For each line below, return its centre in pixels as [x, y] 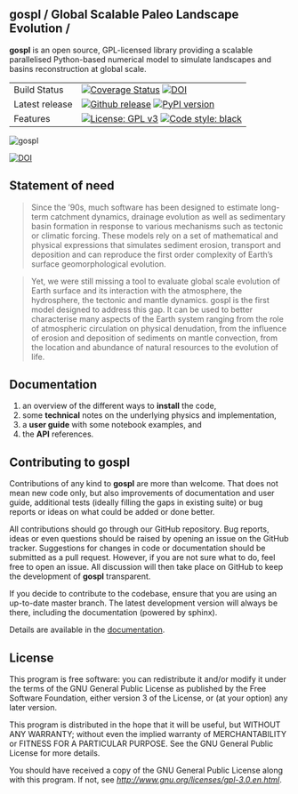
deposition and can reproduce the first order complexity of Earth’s [152, 254]
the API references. [58, 434]
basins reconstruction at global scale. [78, 68]
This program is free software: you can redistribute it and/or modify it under [148, 679]
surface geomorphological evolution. [98, 264]
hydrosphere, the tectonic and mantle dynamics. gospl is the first [150, 300]
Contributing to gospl [70, 462]
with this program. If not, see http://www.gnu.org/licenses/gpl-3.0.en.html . [146, 780]
